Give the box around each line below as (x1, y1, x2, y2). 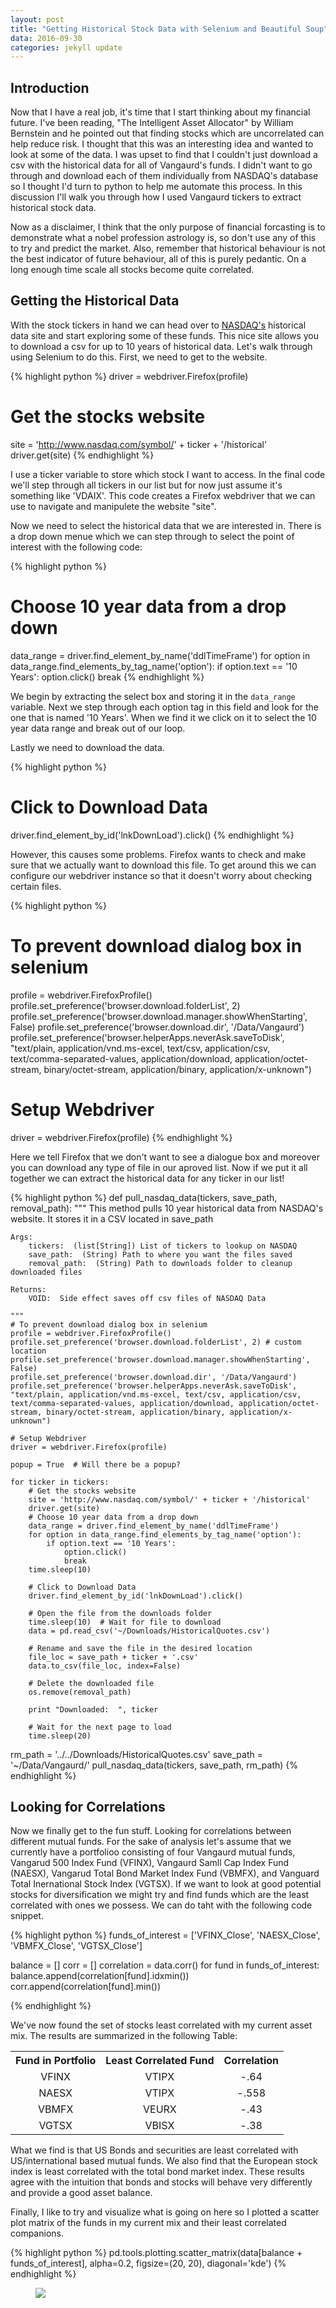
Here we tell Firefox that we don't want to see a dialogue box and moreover (10, 1151, 320, 1163)
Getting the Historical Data (10, 292, 180, 310)
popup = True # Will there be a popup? (10, 1459, 182, 1470)
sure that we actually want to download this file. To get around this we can (10, 859, 317, 871)
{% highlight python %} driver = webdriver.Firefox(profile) (10, 370, 249, 382)
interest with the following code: (10, 541, 143, 553)
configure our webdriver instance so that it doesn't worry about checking (10, 869, 313, 881)
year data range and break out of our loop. (10, 722, 186, 734)
